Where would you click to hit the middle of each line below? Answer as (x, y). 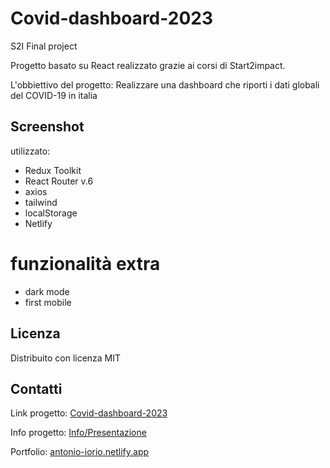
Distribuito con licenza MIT (66, 358)
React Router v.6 (59, 181)
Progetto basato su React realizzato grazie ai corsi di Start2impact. (148, 65)
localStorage (51, 213)
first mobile (48, 302)
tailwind (41, 202)
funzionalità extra (85, 263)
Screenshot (47, 127)
